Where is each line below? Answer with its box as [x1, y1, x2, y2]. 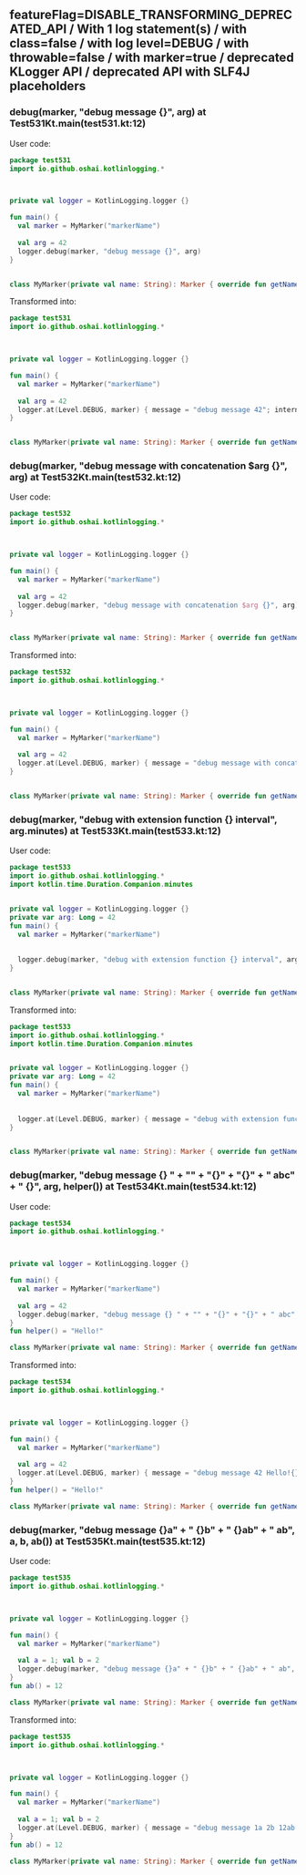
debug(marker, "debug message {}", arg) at [9, 106, 207, 118]
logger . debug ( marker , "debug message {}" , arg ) [17, 246, 202, 256]
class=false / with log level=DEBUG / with [9, 36, 250, 51]
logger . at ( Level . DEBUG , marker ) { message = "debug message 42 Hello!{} [17, 1468, 300, 1478]
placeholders [9, 78, 87, 94]
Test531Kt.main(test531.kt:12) [9, 118, 147, 130]
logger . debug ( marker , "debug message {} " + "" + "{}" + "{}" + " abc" [17, 1310, 296, 1319]
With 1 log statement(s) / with [76, 22, 248, 37]
